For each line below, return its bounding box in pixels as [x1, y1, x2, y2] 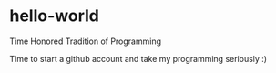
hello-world [9, 5, 100, 26]
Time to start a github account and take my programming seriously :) [9, 53, 267, 64]
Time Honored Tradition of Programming [9, 36, 162, 47]
